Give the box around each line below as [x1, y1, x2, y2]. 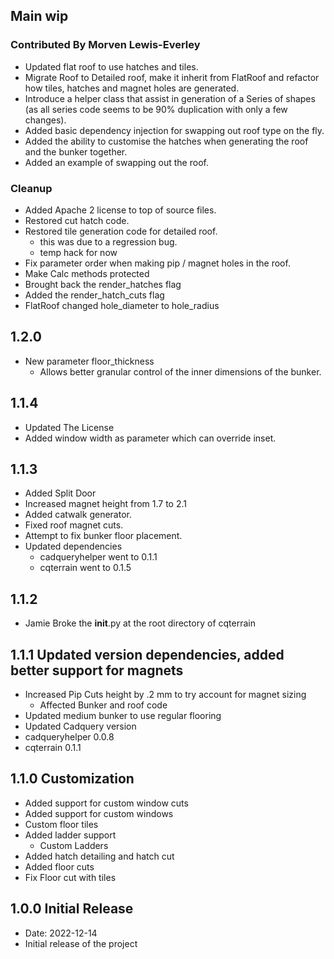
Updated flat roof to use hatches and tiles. [24, 60, 199, 73]
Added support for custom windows [24, 807, 174, 819]
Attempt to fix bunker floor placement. [24, 530, 183, 542]
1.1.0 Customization [10, 770, 135, 788]
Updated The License [24, 421, 115, 433]
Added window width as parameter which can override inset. [24, 432, 277, 444]
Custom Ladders [39, 839, 109, 851]
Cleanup [10, 181, 53, 195]
